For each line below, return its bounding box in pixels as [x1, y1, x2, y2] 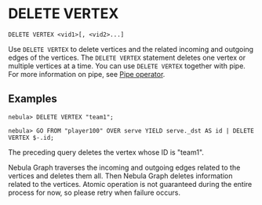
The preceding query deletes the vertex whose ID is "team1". [8, 147, 204, 157]
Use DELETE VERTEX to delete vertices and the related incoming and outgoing [8, 44, 253, 53]
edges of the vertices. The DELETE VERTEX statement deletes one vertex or [8, 53, 246, 62]
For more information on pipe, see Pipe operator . [8, 69, 166, 79]
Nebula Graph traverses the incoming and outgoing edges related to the [8, 163, 241, 172]
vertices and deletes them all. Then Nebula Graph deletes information [8, 170, 233, 181]
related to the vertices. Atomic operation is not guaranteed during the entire [8, 179, 253, 189]
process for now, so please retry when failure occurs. [8, 188, 180, 197]
